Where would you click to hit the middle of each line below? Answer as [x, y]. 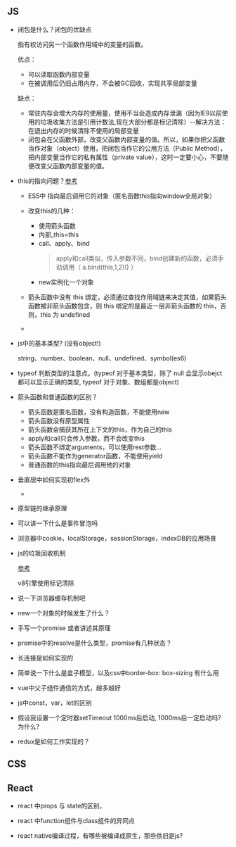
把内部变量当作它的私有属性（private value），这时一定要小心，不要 [125, 157]
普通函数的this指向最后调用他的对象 [79, 465]
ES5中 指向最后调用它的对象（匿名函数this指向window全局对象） [122, 196]
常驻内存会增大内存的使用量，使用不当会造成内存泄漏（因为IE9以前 [125, 113]
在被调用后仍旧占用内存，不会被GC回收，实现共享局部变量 [113, 83]
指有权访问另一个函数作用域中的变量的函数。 [82, 44]
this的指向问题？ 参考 [47, 181]
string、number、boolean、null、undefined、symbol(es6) [102, 358]
